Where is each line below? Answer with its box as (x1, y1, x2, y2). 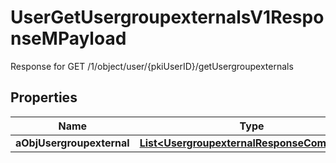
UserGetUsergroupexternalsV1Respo (10, 6, 325, 29)
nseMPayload (10, 27, 127, 50)
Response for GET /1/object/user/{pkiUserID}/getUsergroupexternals (10, 60, 294, 72)
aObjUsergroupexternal (15, 136, 130, 150)
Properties (10, 89, 78, 106)
